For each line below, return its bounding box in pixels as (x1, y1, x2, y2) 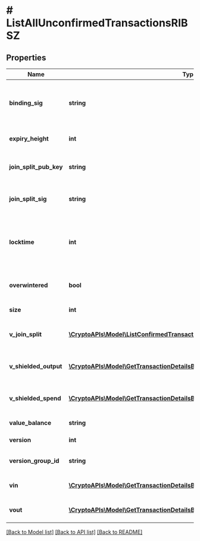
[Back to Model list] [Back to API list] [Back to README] (6, 529, 143, 536)
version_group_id (9, 456, 60, 465)
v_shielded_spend (9, 394, 61, 402)
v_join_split (9, 330, 42, 338)
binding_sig (9, 99, 43, 107)
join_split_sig (9, 195, 47, 203)
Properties (6, 52, 46, 62)
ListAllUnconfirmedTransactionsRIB (6, 16, 189, 30)
